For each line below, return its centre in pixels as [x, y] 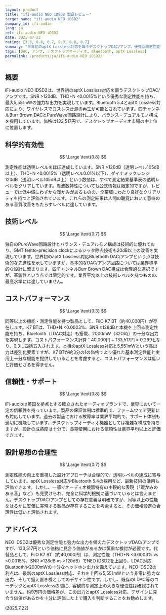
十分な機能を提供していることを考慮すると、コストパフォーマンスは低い [87, 358]
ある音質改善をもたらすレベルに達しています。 [52, 204]
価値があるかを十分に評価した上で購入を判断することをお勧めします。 [85, 598]
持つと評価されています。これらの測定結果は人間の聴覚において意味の [89, 198]
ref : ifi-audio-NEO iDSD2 [32, 33]
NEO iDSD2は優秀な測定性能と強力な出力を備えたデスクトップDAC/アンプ [80, 542]
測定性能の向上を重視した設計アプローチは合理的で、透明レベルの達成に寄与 [83, 475]
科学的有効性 [25, 145]
